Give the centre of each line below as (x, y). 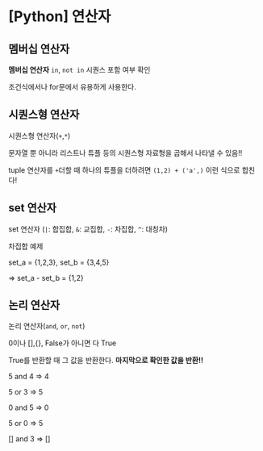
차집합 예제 (26, 246)
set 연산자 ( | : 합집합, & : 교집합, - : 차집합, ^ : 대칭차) (88, 229)
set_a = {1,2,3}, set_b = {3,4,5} (59, 262)
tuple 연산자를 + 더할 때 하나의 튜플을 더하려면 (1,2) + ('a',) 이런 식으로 (124, 169)
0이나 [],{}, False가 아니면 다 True (63, 343)
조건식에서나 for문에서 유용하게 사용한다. (73, 87)
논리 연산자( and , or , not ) (47, 326)
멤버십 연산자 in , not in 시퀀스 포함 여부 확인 (79, 70)
